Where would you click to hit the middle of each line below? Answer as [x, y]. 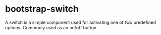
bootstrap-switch [42, 9]
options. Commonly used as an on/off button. [52, 27]
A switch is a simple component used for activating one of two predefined [80, 22]
